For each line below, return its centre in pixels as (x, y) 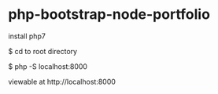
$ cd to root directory (42, 51)
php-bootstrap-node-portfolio (109, 14)
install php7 (27, 36)
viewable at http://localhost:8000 (62, 81)
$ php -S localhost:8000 (48, 66)
